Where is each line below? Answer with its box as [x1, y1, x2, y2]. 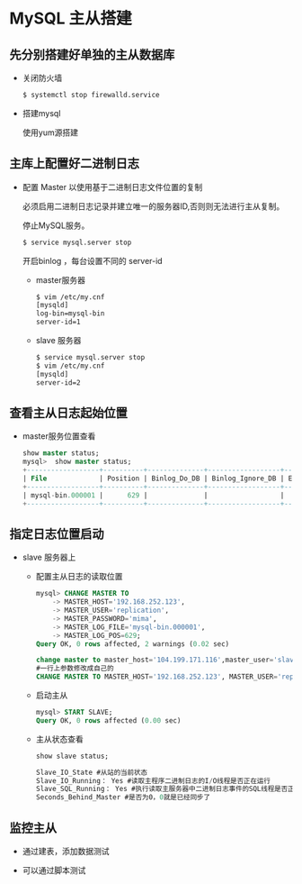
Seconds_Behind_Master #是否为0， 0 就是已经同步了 [35, 793, 211, 802]
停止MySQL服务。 [22, 220, 90, 231]
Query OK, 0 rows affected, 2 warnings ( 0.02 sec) [35, 639, 230, 649]
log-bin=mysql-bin [35, 309, 105, 318]
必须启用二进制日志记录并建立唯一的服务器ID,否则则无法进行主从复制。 [22, 200, 285, 212]
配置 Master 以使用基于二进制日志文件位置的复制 [22, 181, 203, 192]
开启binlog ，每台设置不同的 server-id [22, 255, 164, 266]
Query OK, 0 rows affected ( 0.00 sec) [35, 715, 182, 725]
